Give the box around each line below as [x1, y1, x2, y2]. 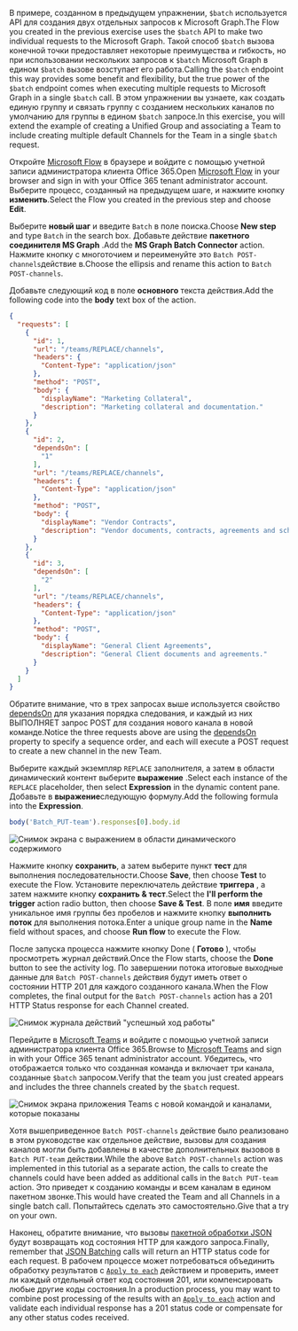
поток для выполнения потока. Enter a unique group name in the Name [9, 917, 273, 928]
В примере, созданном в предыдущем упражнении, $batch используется [9, 8, 287, 18]
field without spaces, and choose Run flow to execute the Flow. [9, 927, 241, 937]
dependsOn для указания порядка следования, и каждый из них [9, 709, 253, 719]
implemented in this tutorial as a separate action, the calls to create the [9, 1163, 269, 1174]
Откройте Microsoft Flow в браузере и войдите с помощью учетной [9, 157, 266, 167]
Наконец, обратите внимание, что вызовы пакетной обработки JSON [9, 1227, 272, 1238]
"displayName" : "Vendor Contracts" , [41, 518, 176, 527]
